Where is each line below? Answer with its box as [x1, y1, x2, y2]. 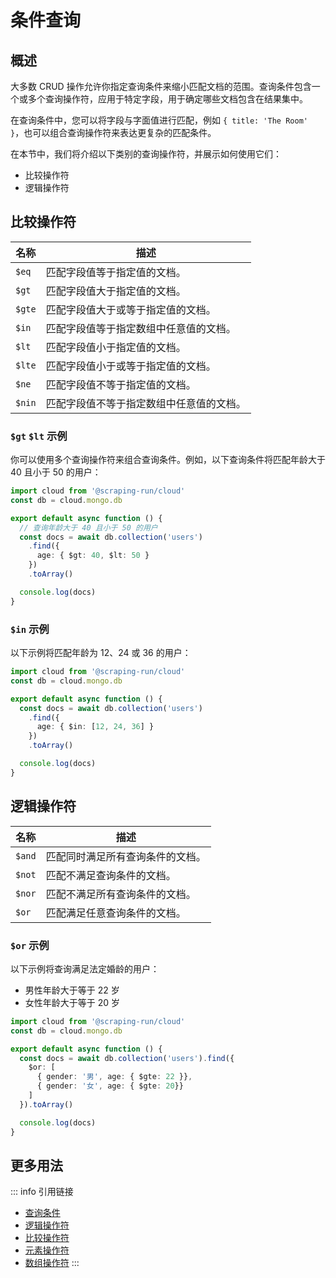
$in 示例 [10, 622, 50, 636]
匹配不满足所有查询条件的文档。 [45, 887, 197, 901]
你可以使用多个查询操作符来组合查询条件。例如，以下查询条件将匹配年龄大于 [10, 454, 326, 466]
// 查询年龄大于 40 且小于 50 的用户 [19, 522, 158, 533]
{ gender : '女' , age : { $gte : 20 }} [36, 1081, 184, 1091]
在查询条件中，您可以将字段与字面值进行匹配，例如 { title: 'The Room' [10, 114, 308, 126]
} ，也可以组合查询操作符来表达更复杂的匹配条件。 [10, 127, 217, 138]
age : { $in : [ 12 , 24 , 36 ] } [36, 722, 155, 732]
